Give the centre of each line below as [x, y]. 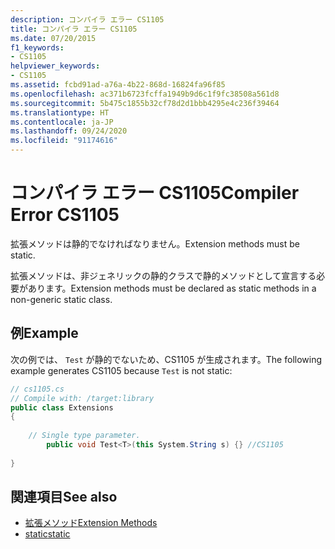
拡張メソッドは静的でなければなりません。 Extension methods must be [155, 243]
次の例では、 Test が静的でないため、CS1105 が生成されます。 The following [166, 359]
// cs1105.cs [37, 389]
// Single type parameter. [84, 436]
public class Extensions [62, 407]
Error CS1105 [65, 215]
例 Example [44, 333]
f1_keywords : [37, 47]
